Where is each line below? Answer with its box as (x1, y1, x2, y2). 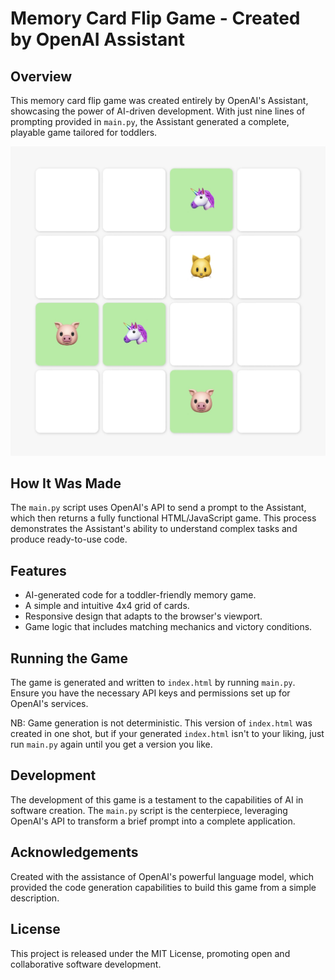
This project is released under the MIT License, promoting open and (10, 947, 291, 959)
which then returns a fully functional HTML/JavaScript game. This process (10, 512, 317, 524)
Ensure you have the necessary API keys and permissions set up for (10, 687, 291, 699)
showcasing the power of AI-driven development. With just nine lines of (10, 105, 306, 117)
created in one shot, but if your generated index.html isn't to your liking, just (10, 728, 325, 740)
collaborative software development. (10, 958, 162, 970)
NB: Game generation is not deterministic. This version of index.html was (10, 717, 313, 729)
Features (10, 562, 67, 579)
